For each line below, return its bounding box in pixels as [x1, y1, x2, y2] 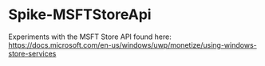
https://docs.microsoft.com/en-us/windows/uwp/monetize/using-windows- [8, 40, 257, 49]
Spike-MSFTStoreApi [8, 6, 152, 24]
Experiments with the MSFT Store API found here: [8, 32, 172, 41]
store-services [8, 49, 57, 58]
